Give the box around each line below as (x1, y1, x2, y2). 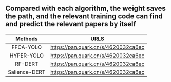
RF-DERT (15, 60, 39, 67)
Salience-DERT (8, 68, 46, 75)
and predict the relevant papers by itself (5, 20, 136, 29)
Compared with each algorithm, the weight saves (5, 4, 166, 13)
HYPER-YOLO (9, 52, 44, 59)
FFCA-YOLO (11, 43, 42, 50)
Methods (15, 35, 38, 42)
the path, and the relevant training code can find (5, 12, 163, 21)
